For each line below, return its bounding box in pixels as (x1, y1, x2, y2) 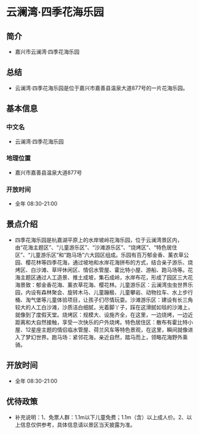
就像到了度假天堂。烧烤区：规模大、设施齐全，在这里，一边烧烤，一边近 (14, 311, 193, 318)
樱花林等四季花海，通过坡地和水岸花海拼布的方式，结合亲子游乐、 (25, 259, 188, 266)
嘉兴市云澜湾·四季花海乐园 (14, 48, 79, 55)
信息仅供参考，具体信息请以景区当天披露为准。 (20, 421, 136, 428)
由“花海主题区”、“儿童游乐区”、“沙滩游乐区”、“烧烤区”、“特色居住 (14, 244, 177, 251)
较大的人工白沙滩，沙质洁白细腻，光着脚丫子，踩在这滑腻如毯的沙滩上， (14, 304, 193, 311)
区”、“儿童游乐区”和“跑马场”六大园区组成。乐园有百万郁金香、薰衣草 (14, 251, 184, 258)
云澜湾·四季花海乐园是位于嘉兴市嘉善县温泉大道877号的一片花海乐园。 (14, 84, 188, 92)
